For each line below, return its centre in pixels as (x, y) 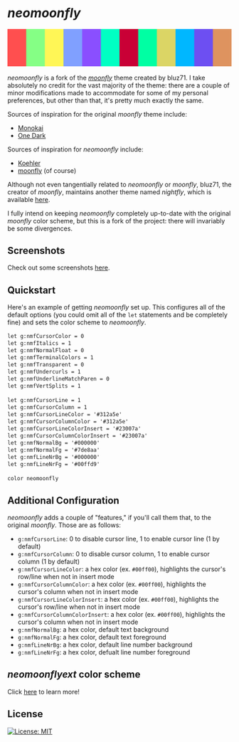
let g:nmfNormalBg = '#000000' (54, 443)
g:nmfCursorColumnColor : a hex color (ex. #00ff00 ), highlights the (112, 584)
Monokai (31, 128)
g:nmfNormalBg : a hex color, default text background (93, 630)
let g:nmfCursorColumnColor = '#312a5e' (68, 422)
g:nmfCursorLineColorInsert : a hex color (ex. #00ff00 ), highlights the (118, 600)
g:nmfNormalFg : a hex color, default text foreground (92, 637)
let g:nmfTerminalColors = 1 (51, 358)
